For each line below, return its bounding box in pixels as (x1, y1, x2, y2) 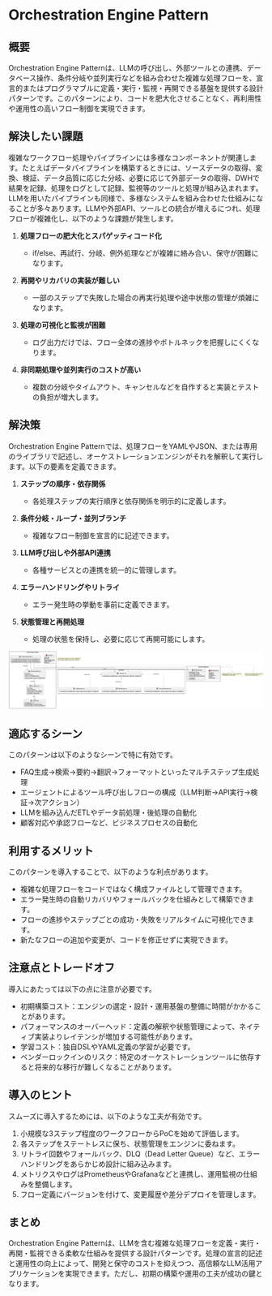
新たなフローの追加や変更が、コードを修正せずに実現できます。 (19, 935, 233, 945)
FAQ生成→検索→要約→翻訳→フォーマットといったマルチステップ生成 (19, 767, 253, 777)
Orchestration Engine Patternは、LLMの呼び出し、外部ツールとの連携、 (8, 63, 247, 72)
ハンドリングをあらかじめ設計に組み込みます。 (19, 1159, 176, 1169)
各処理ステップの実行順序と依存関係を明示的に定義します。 (32, 496, 231, 506)
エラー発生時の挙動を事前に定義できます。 (32, 599, 174, 609)
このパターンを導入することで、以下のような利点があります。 (8, 867, 213, 876)
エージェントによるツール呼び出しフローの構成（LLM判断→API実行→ (19, 787, 251, 797)
